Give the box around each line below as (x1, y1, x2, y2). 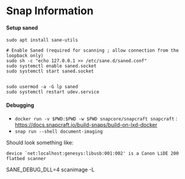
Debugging (6, 101, 34, 108)
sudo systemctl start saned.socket (6, 68, 94, 75)
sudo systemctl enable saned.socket (6, 63, 97, 69)
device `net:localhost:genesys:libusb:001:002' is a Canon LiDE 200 (6, 150, 179, 156)
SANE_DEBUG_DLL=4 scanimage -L (6, 166, 95, 173)
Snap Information (6, 4, 94, 18)
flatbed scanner (6, 155, 46, 161)
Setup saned (6, 24, 39, 31)
